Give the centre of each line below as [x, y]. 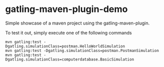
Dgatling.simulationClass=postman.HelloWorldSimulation [65, 46]
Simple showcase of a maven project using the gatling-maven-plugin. [77, 23]
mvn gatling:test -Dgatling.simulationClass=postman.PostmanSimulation [82, 50]
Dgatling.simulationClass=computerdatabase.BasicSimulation [70, 59]
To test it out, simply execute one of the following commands [69, 32]
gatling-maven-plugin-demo [67, 9]
